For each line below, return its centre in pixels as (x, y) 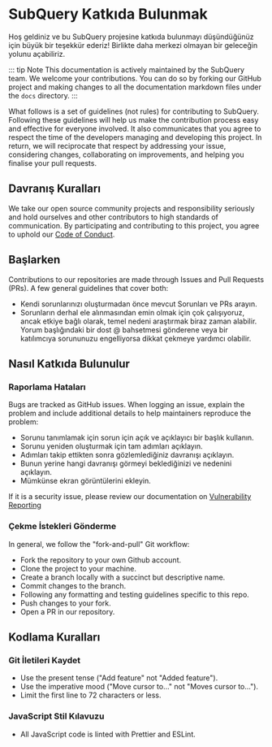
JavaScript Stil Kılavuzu (56, 716)
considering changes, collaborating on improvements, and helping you (126, 154)
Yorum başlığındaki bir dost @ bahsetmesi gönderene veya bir (124, 329)
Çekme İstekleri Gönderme (62, 527)
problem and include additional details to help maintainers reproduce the (130, 413)
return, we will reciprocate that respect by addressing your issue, (117, 145)
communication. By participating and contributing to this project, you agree (134, 225)
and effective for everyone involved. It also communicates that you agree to (135, 128)
